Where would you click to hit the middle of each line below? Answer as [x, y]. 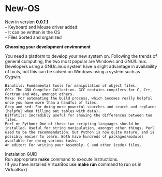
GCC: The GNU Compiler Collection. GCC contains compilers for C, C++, [79, 90]
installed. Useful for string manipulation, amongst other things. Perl [80, 128]
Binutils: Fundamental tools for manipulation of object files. [71, 85]
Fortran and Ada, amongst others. [40, 94]
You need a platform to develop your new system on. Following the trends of [81, 56]
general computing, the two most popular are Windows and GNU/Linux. [76, 61]
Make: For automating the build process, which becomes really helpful [79, 98]
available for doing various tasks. [42, 141]
